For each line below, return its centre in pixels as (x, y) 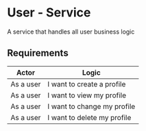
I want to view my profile (87, 95)
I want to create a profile (87, 84)
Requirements (38, 53)
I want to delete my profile (89, 117)
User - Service (49, 13)
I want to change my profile (92, 106)
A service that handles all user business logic (71, 32)
